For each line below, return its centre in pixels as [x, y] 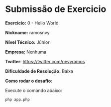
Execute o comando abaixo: [34, 90]
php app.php [17, 100]
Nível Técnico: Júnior [27, 42]
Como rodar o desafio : [29, 81]
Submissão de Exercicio [56, 9]
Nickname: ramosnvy [27, 32]
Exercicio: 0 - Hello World [32, 23]
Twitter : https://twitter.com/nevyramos [45, 61]
